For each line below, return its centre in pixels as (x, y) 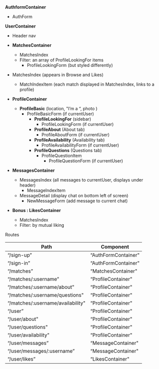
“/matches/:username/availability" (47, 303)
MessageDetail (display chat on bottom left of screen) (74, 196)
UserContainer (20, 26)
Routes (12, 235)
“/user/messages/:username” (41, 351)
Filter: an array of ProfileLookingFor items (62, 60)
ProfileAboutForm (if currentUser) (76, 135)
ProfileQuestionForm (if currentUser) (86, 161)
